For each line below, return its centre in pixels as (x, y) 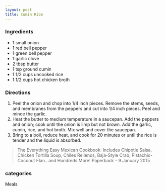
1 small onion (26, 42)
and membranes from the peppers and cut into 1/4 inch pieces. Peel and (86, 109)
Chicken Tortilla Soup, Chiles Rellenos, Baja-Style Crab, (74, 155)
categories (19, 174)
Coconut (26, 161)
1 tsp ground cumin (32, 69)
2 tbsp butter (26, 64)
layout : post (19, 10)
